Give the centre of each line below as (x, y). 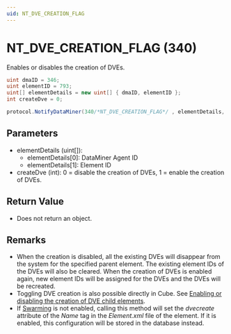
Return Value (35, 202)
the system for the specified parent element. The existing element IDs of (120, 264)
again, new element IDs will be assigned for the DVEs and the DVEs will (118, 279)
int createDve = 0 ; (35, 99)
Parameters (32, 134)
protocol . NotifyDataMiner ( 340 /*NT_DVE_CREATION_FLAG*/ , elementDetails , (116, 112)
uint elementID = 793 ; (39, 86)
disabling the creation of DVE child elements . (81, 301)
